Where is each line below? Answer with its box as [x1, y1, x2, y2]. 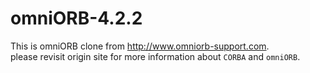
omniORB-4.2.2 [10, 7, 143, 30]
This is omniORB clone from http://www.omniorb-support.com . [10, 40, 270, 52]
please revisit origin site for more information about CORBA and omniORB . [10, 50, 301, 62]
